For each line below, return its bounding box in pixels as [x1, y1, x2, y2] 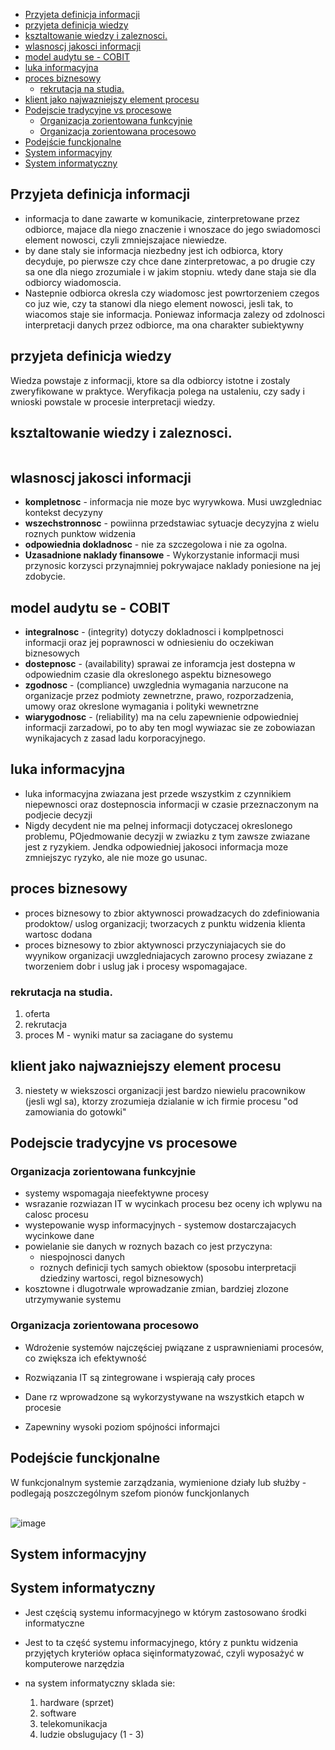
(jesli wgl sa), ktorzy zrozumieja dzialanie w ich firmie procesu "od [24, 1095, 299, 1107]
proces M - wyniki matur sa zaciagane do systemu [24, 1029, 233, 1041]
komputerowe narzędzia [24, 1657, 125, 1669]
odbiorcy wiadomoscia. [24, 276, 122, 288]
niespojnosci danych [39, 1251, 125, 1263]
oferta [24, 1007, 51, 1019]
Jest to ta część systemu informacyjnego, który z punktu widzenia [24, 1636, 299, 1648]
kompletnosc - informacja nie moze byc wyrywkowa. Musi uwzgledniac [24, 496, 323, 508]
